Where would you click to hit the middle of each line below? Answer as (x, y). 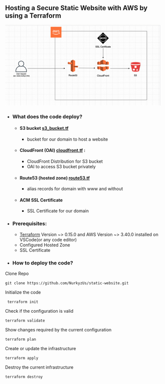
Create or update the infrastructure (41, 348)
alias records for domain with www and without (75, 189)
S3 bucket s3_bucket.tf (44, 128)
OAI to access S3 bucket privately (61, 166)
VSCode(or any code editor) (48, 239)
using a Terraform (33, 16)
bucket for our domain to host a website (67, 139)
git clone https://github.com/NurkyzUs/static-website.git (67, 283)
